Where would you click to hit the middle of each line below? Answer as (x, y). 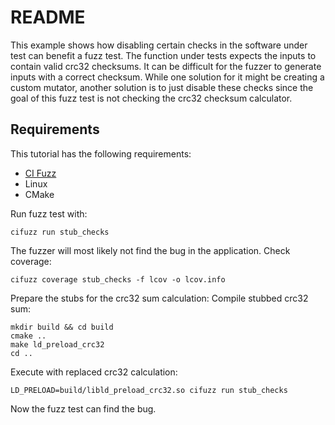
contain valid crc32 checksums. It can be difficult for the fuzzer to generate (166, 66)
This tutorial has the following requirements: (101, 153)
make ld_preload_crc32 (57, 344)
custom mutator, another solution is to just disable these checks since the (162, 87)
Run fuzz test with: (49, 213)
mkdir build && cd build (62, 327)
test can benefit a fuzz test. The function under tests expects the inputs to (163, 55)
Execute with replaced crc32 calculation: (94, 372)
